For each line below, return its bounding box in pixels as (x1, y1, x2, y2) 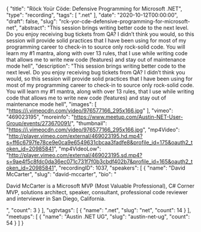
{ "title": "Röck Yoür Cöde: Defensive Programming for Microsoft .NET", (6, 5, 182, 12)
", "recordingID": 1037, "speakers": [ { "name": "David (53, 164, 186, 171)
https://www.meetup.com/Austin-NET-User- (74, 113, 183, 120)
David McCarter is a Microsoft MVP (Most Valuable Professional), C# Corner (6, 182, 195, 189)
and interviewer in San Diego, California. (6, 195, 106, 202)
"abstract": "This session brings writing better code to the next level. (19, 24, 189, 31)
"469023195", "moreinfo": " (6, 113, 74, 120)
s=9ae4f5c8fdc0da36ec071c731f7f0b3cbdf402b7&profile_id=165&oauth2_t (6, 158, 193, 165)
